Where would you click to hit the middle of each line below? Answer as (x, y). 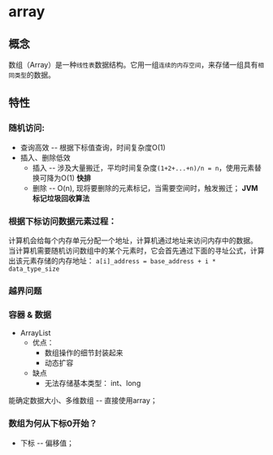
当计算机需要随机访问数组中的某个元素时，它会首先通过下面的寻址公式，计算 (136, 250)
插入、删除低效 (45, 158)
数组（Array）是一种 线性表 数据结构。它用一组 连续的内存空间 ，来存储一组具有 (133, 65)
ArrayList (35, 333)
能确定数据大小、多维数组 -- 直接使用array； (83, 401)
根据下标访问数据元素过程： (63, 221)
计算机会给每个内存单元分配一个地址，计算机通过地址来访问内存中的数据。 (133, 240)
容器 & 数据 (30, 314)
